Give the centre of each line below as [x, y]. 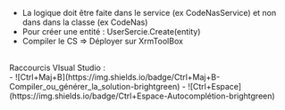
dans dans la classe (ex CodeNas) [85, 22]
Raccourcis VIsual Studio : [57, 67]
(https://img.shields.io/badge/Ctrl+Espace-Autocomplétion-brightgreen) [142, 96]
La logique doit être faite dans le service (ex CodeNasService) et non [149, 13]
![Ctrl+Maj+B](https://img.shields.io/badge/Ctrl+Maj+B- [117, 77]
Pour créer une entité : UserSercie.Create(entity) [111, 31]
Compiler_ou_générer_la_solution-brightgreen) [95, 86]
